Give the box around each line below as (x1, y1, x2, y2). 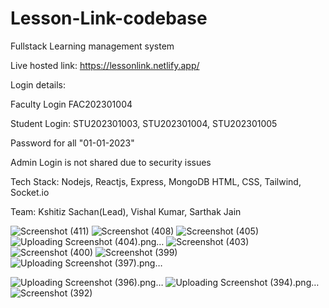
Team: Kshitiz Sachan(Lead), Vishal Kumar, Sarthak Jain (10, 205, 242, 217)
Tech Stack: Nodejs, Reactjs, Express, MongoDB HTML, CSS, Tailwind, (10, 175, 302, 187)
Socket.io (10, 186, 50, 198)
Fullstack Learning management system (10, 40, 175, 52)
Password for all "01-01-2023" (10, 137, 135, 149)
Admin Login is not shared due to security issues (10, 156, 212, 168)
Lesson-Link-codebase (10, 7, 208, 30)
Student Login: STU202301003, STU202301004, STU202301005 (10, 117, 278, 129)
